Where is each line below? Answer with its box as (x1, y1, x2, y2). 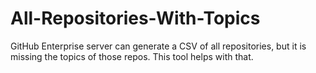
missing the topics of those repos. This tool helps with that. (10, 50, 254, 62)
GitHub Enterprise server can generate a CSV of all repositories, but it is (10, 40, 307, 52)
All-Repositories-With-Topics (10, 7, 261, 30)
